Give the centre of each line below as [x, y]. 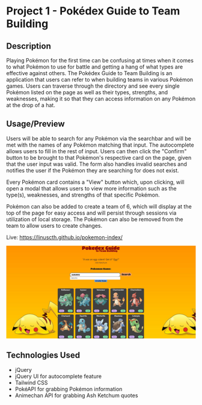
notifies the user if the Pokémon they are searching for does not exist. [93, 170]
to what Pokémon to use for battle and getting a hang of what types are [95, 67]
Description [29, 46]
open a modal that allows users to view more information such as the [92, 188]
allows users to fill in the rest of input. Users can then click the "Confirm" [96, 151]
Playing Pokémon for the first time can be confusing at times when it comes [100, 60]
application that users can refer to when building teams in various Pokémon [100, 80]
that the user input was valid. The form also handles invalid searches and [97, 164]
